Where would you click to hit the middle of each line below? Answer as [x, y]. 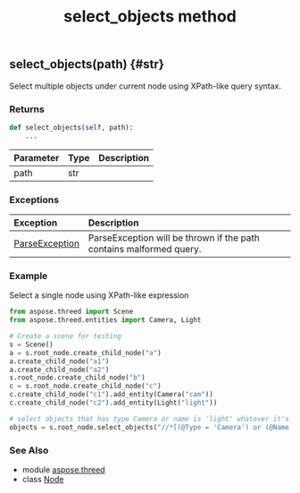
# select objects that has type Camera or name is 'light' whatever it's [150, 419]
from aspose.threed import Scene [71, 312]
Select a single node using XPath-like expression [99, 295]
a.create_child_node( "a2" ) [59, 370]
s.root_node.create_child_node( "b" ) [77, 378]
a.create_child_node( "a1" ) [59, 361]
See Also [29, 450]
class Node [43, 479]
